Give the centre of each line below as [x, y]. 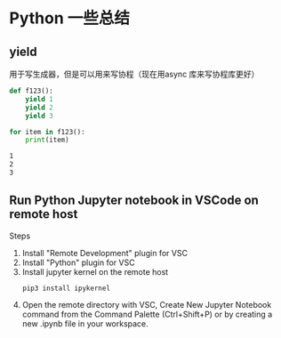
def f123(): [31, 91]
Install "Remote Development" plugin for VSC [105, 253]
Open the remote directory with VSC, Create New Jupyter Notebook [147, 304]
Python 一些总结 [70, 18]
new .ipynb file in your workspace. [85, 323]
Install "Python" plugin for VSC [78, 262]
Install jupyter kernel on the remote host [95, 271]
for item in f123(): [48, 132]
